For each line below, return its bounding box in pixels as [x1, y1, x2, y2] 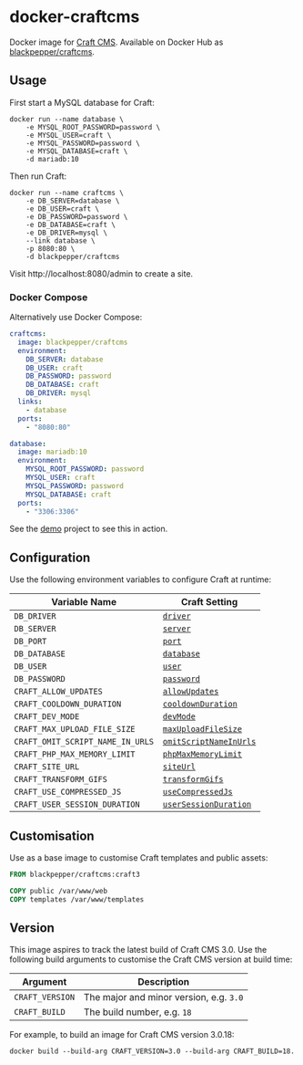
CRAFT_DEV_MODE [14, 712, 80, 722]
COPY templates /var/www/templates [9, 894, 145, 904]
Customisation [9, 828, 95, 843]
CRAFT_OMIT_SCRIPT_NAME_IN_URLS [14, 736, 155, 747]
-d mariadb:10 [25, 154, 79, 163]
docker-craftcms [9, 6, 140, 27]
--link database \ [25, 235, 96, 245]
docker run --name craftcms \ [9, 188, 125, 197]
